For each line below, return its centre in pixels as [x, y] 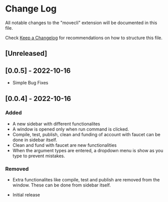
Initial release [26, 195]
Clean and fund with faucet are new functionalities [64, 145]
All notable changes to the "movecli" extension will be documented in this [81, 23]
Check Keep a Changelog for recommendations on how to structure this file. [84, 38]
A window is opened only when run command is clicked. [71, 129]
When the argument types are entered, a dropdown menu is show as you [88, 150]
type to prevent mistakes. [39, 156]
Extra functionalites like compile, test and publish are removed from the [86, 180]
